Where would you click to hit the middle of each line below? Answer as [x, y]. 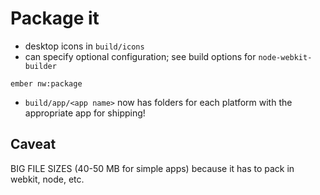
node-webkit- [285, 57]
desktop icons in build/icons [84, 46]
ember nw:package [46, 83]
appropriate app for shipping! [85, 113]
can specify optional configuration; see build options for [140, 56]
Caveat [33, 144]
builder [40, 66]
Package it [55, 18]
